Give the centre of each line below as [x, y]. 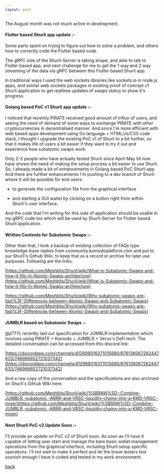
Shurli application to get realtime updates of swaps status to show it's [75, 91]
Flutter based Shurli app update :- [40, 35]
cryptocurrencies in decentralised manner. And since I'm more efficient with [82, 128]
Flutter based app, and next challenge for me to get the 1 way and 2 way [78, 65]
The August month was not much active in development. [62, 24]
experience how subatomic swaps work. [46, 149]
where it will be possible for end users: [44, 180]
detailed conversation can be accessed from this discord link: [67, 344]
